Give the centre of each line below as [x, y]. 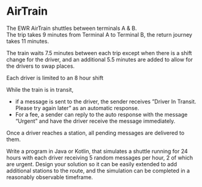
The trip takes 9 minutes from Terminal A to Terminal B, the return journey [99, 34]
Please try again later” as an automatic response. [77, 108]
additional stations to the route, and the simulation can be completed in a [98, 170]
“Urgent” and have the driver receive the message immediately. [95, 121]
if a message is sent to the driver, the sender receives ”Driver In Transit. [106, 101]
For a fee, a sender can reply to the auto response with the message [101, 114]
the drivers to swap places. [41, 66]
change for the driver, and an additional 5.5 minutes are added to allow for [100, 59]
